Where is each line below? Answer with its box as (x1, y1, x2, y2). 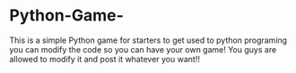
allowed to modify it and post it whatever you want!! (9, 53, 200, 64)
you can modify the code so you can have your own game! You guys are (9, 44, 277, 54)
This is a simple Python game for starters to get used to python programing (9, 35, 288, 45)
